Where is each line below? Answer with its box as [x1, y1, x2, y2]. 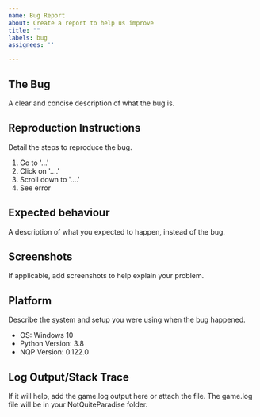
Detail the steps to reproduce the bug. [8, 142, 132, 151]
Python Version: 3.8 [19, 339, 85, 349]
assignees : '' [8, 41, 55, 49]
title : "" [8, 26, 41, 34]
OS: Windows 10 [19, 331, 74, 340]
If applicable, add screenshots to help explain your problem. [8, 271, 205, 281]
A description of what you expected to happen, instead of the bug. [8, 227, 226, 236]
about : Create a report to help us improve [8, 19, 155, 27]
